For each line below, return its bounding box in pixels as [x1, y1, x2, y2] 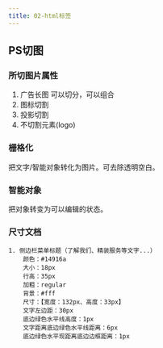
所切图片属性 [8, 69, 59, 81]
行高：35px [23, 272, 56, 281]
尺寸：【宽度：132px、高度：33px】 [23, 298, 125, 307]
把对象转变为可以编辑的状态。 [8, 203, 107, 214]
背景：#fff [23, 290, 56, 298]
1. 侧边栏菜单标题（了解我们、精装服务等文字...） [8, 247, 157, 255]
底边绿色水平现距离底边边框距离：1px [23, 333, 131, 341]
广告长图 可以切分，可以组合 [19, 90, 115, 99]
